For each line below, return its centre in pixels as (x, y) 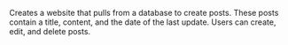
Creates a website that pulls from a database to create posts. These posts (144, 13)
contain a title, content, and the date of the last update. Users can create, (143, 22)
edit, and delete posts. (50, 31)
